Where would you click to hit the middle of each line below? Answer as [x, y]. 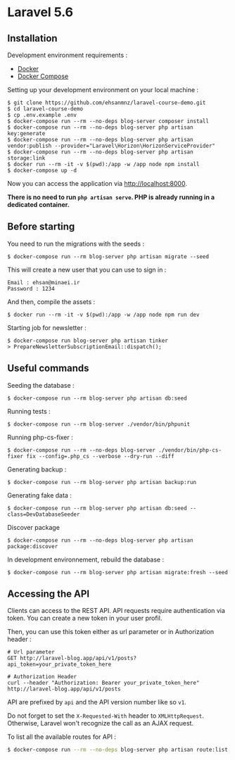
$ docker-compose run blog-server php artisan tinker [88, 341]
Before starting [41, 227]
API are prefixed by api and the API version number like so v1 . [97, 702]
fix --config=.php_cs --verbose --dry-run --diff [100, 456]
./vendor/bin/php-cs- [190, 450]
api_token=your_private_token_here [59, 665]
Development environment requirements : [68, 55]
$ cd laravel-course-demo [45, 109]
